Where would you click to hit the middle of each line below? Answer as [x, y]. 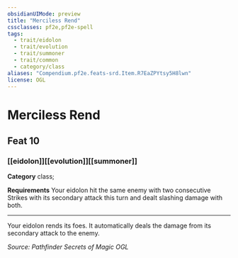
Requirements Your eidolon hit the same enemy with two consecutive [109, 190]
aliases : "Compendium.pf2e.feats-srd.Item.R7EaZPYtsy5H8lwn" [100, 73]
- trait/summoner [39, 54]
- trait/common [36, 60]
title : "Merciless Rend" [44, 21]
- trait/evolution [41, 47]
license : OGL [27, 80]
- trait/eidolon [38, 40]
